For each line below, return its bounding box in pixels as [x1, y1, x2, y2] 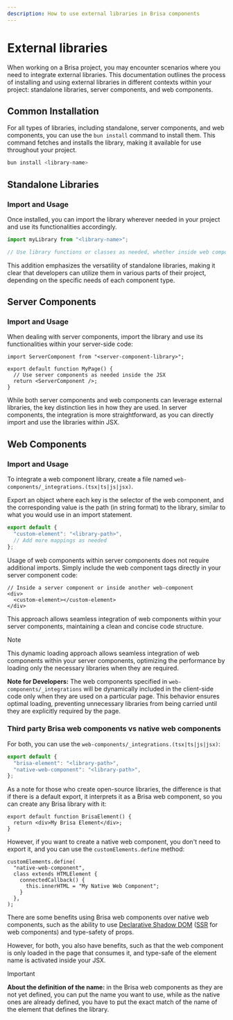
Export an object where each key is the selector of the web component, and [7, 496, 224, 504]
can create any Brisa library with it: [7, 800, 107, 808]
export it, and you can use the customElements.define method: [7, 845, 185, 853]
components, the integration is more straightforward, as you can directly [7, 411, 214, 419]
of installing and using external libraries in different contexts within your [7, 78, 212, 86]
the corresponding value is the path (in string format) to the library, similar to [7, 503, 226, 511]
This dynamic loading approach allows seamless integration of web [7, 649, 200, 657]
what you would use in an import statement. [7, 511, 132, 519]
